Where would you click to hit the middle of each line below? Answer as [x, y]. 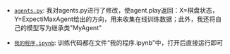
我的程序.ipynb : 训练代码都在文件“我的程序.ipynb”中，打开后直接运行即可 [119, 43]
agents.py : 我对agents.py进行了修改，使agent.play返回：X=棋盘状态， [116, 10]
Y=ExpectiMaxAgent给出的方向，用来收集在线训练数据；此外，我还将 [115, 19]
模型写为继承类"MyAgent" [64, 28]
